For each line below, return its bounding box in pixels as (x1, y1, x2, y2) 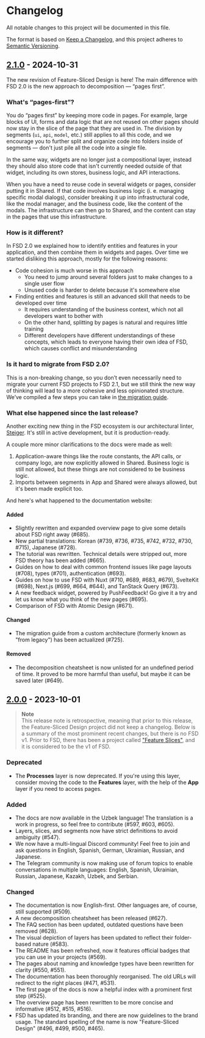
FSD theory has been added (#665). (15, 557, 106, 564)
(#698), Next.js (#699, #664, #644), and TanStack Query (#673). (15, 583, 179, 590)
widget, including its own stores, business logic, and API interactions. (6, 169, 181, 176)
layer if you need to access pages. (15, 785, 102, 792)
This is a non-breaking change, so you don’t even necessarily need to (6, 373, 182, 381)
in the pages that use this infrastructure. (6, 213, 107, 220)
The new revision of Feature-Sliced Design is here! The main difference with (6, 76, 198, 83)
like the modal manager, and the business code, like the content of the (6, 200, 183, 207)
